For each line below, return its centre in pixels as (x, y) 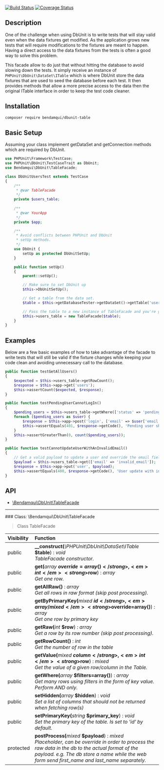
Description (23, 23)
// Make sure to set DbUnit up (54, 285)
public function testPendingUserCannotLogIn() (53, 403)
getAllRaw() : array (57, 587)
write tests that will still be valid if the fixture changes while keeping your (78, 357)
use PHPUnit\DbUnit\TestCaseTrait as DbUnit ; (52, 163)
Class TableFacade (36, 526)
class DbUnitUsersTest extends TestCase (47, 176)
